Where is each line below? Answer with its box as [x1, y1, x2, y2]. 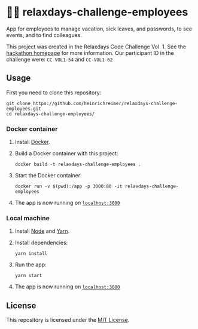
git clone [6, 100, 31, 106]
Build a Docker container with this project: [14, 150, 118, 157]
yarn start [14, 273, 42, 279]
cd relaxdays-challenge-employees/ [6, 110, 95, 117]
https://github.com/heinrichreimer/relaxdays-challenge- [32, 100, 178, 106]
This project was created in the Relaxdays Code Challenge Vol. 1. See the [6, 43, 187, 50]
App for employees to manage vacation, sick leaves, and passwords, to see [6, 25, 193, 32]
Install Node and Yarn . [14, 227, 70, 235]
